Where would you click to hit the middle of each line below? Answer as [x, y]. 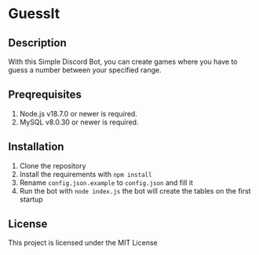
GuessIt [34, 14]
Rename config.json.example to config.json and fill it [106, 183]
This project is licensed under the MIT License [83, 243]
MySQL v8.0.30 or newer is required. [79, 122]
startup [31, 199]
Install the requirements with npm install [86, 174]
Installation [36, 147]
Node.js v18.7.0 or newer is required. [78, 113]
